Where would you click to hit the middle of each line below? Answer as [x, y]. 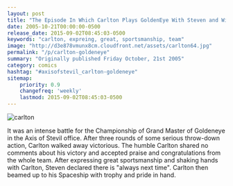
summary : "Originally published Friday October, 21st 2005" [96, 59]
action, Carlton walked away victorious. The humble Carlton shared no [108, 145]
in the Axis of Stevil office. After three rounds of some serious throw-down [114, 138]
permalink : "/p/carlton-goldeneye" [59, 53]
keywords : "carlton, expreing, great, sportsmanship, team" [96, 40]
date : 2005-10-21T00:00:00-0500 [54, 26]
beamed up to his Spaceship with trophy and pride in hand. [92, 175]
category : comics [32, 65]
